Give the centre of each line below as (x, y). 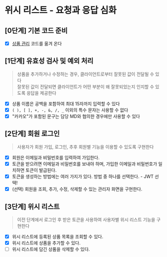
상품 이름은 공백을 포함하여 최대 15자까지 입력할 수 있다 (66, 103)
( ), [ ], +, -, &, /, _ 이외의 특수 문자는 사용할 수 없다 (70, 110)
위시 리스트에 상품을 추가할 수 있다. (46, 243)
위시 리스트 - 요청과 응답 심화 (61, 10)
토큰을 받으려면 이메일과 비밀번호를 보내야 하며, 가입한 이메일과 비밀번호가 (85, 164)
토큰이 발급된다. (41, 170)
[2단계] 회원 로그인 (32, 134)
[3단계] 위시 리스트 (32, 206)
